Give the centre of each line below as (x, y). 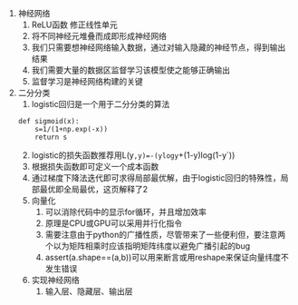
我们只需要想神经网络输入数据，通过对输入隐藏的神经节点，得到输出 (159, 47)
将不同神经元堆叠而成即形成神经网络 (99, 36)
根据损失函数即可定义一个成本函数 (95, 167)
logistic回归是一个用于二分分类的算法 (101, 104)
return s (51, 137)
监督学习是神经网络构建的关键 (87, 81)
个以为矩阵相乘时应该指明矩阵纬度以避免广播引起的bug (148, 246)
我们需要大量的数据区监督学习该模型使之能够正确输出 (131, 70)
